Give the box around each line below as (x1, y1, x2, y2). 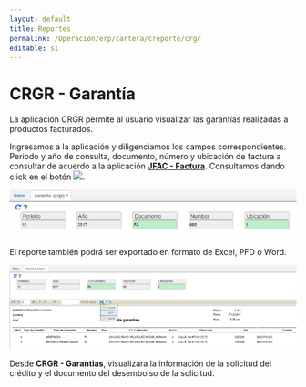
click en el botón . (9, 171, 86, 182)
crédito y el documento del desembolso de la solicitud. (9, 367, 215, 378)
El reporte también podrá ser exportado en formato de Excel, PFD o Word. (9, 247, 287, 258)
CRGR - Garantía (9, 84, 136, 105)
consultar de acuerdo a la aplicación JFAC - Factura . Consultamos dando (9, 160, 285, 172)
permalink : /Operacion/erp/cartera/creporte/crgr (9, 34, 202, 43)
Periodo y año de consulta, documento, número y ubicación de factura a (9, 151, 281, 162)
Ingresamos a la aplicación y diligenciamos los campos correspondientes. (9, 141, 287, 152)
